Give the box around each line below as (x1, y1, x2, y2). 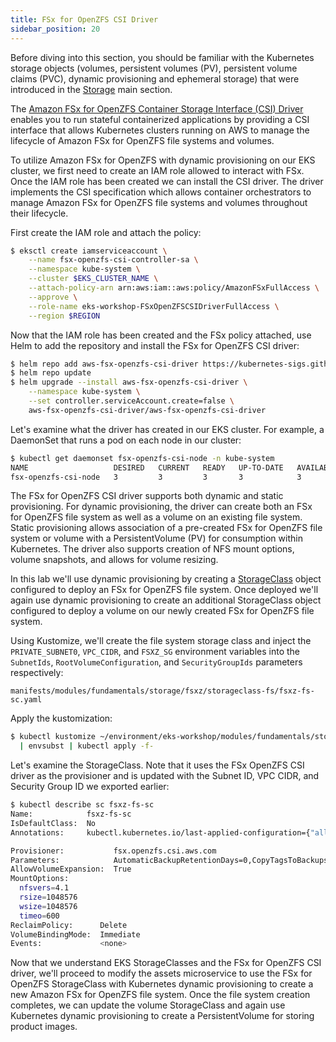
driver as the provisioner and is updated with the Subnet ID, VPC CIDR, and (10, 770, 320, 782)
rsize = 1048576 (19, 892, 78, 902)
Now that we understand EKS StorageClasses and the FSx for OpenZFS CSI (10, 957, 322, 969)
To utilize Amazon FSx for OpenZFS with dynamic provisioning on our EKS (10, 154, 316, 166)
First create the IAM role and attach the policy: (10, 226, 202, 238)
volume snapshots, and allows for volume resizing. (10, 554, 219, 566)
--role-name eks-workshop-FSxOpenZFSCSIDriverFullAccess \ (28, 301, 280, 311)
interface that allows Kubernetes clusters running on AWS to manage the (10, 124, 310, 136)
